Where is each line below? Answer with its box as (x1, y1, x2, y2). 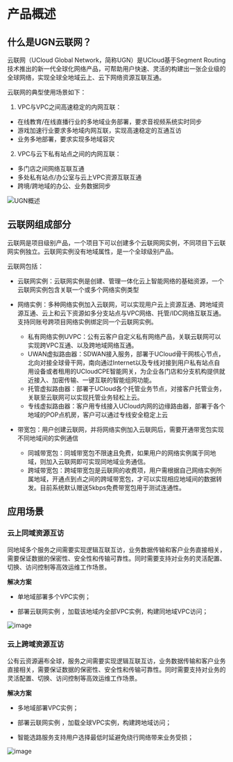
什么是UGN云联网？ (7, 36, 92, 48)
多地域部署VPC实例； (17, 703, 79, 712)
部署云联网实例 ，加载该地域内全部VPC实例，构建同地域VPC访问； (17, 607, 209, 615)
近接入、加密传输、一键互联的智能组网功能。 (27, 376, 156, 384)
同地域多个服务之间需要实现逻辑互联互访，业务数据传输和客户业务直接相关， (7, 545, 226, 554)
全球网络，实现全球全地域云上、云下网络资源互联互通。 (7, 74, 165, 81)
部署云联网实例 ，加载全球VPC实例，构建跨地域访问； (17, 718, 172, 727)
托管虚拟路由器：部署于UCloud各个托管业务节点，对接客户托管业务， (27, 384, 225, 392)
